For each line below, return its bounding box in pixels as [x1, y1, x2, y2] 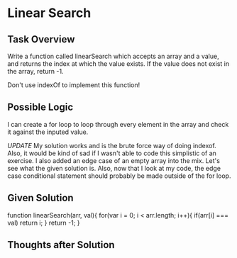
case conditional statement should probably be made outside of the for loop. [7, 172, 231, 180]
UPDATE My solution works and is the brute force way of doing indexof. [7, 141, 216, 150]
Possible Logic [7, 101, 74, 113]
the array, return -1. [7, 67, 64, 75]
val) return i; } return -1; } [7, 218, 80, 227]
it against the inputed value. [7, 128, 89, 136]
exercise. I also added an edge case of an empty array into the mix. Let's [7, 156, 220, 164]
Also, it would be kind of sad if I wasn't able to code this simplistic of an [7, 149, 216, 157]
